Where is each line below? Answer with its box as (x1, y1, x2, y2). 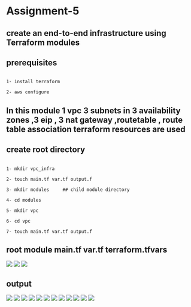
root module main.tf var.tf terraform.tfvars (6, 244, 168, 255)
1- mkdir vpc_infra (6, 166, 55, 172)
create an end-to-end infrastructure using (6, 28, 166, 38)
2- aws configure (6, 89, 50, 95)
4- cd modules (6, 197, 42, 203)
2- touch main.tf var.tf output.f (6, 176, 93, 182)
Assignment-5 (6, 4, 80, 18)
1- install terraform (6, 79, 60, 85)
